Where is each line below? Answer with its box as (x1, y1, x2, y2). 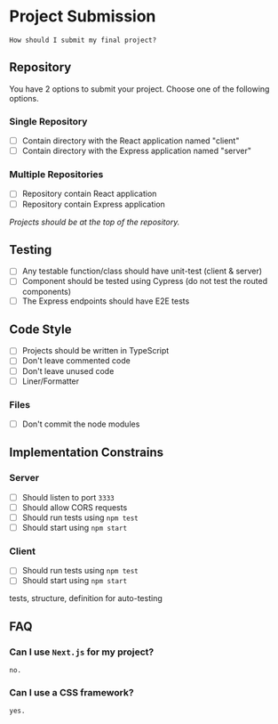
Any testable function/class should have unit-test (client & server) (21, 265, 263, 277)
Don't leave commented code (21, 355, 131, 366)
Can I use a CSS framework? (9, 686, 135, 698)
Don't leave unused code (21, 365, 115, 376)
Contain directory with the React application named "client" (21, 135, 240, 146)
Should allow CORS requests (21, 501, 128, 513)
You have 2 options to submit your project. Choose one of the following (9, 83, 270, 94)
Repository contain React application (21, 189, 157, 199)
